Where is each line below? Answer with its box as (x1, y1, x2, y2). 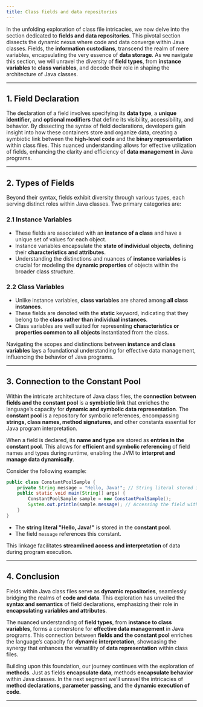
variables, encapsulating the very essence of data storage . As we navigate (6, 51, 193, 58)
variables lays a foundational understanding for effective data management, (6, 347, 196, 354)
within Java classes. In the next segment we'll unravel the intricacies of (6, 675, 184, 682)
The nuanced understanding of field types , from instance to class (6, 618, 172, 626)
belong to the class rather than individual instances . (14, 316, 148, 323)
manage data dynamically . (6, 455, 74, 463)
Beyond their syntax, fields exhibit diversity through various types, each (6, 194, 185, 201)
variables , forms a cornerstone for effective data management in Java (6, 625, 184, 632)
